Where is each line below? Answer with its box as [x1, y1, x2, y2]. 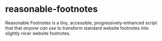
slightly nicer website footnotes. [5, 30, 71, 36]
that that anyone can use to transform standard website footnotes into [5, 25, 149, 31]
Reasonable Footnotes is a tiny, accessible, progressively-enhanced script [5, 20, 158, 26]
